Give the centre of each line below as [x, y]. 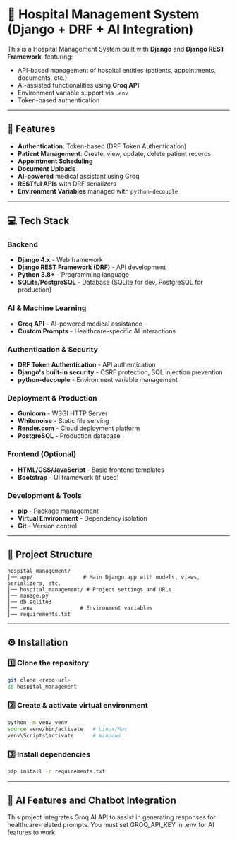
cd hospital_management [42, 687]
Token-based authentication [59, 100]
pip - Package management [58, 511]
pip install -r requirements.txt [56, 772]
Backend [23, 244]
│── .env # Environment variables [80, 608]
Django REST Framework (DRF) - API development [92, 267]
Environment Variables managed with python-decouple [98, 191]
